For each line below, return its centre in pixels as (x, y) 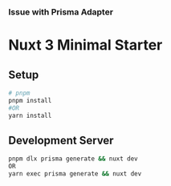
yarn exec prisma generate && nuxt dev (75, 174)
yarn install (30, 115)
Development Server (61, 140)
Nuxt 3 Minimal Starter (85, 45)
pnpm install (30, 100)
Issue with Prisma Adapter (61, 12)
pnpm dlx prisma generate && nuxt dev (73, 159)
